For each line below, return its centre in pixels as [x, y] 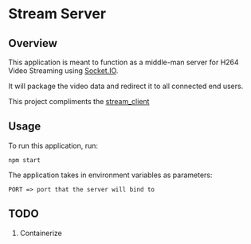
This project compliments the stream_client [79, 101]
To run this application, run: [53, 145]
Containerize [41, 233]
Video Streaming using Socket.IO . [63, 71]
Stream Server [57, 14]
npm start [25, 160]
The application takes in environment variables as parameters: [110, 175]
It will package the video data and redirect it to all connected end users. [126, 86]
